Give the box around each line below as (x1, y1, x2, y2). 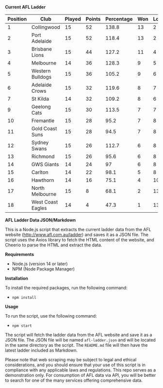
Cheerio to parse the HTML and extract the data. (5, 242, 102, 248)
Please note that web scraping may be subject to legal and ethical (5, 357, 137, 362)
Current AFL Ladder (5, 4, 46, 10)
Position (7, 16, 27, 22)
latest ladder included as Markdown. (5, 347, 78, 353)
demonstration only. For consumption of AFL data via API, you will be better (5, 372, 156, 378)
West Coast (31, 199, 58, 205)
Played (65, 16, 81, 22)
